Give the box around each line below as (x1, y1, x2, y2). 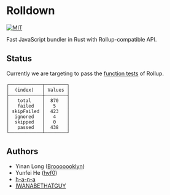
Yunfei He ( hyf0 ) (15, 169, 58, 176)
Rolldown (6, 4, 55, 18)
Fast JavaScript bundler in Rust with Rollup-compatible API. (6, 35, 157, 43)
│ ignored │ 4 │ (6, 114, 70, 120)
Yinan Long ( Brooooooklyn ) (15, 163, 85, 170)
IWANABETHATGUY (15, 182, 66, 189)
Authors (6, 146, 39, 156)
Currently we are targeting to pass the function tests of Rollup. (6, 70, 164, 77)
